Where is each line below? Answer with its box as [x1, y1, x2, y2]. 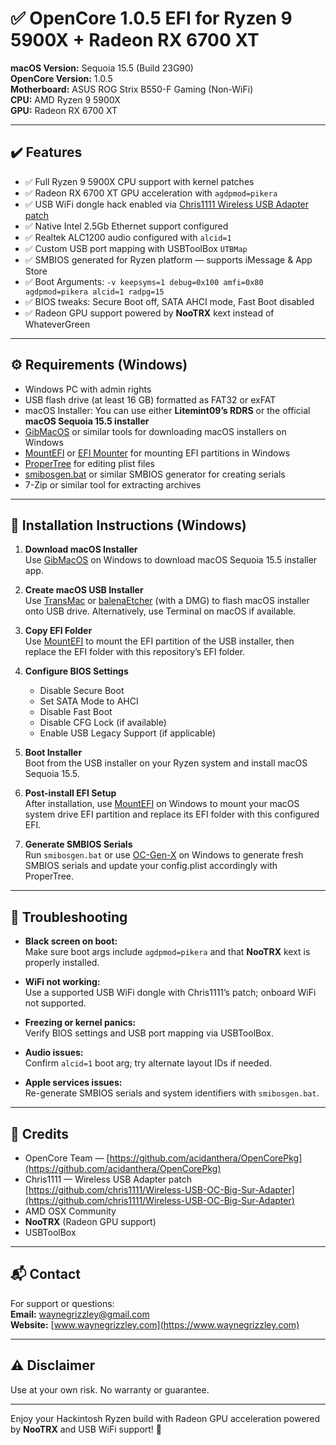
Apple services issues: [24, 1077, 123, 1089]
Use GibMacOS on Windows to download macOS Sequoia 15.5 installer [24, 554, 318, 566]
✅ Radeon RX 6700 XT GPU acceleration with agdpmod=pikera [24, 187, 278, 199]
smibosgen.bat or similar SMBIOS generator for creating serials [24, 468, 286, 480]
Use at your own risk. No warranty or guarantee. [10, 1383, 210, 1396]
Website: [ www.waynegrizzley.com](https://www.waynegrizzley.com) [10, 1318, 300, 1331]
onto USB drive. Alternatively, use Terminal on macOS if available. [24, 605, 297, 617]
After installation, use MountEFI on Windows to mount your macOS [24, 798, 300, 810]
